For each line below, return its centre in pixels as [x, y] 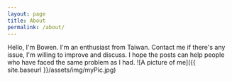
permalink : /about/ [36, 27]
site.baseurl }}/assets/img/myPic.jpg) [62, 70]
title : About [27, 21]
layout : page [27, 14]
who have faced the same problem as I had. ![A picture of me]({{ [102, 63]
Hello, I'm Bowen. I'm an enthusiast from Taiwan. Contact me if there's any [116, 48]
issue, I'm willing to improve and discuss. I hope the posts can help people [116, 55]
